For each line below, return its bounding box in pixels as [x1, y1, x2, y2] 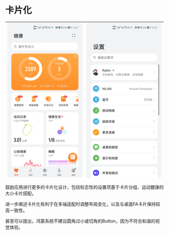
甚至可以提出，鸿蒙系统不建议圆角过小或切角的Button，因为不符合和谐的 [5, 218, 156, 224]
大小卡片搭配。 [5, 190, 36, 196]
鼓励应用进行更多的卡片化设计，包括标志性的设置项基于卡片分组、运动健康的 [5, 184, 164, 190]
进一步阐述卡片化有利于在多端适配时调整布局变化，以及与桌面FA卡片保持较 [5, 201, 160, 207]
